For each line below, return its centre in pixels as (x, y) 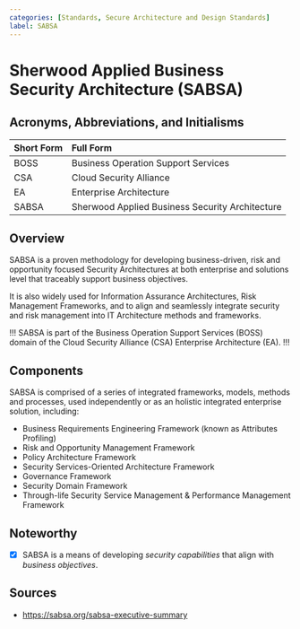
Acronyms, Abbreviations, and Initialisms (127, 122)
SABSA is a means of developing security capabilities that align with (148, 555)
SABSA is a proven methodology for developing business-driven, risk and (145, 260)
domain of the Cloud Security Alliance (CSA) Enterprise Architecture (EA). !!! (150, 343)
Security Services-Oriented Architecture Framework (118, 467)
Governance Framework (67, 476)
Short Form (39, 147)
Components (46, 370)
